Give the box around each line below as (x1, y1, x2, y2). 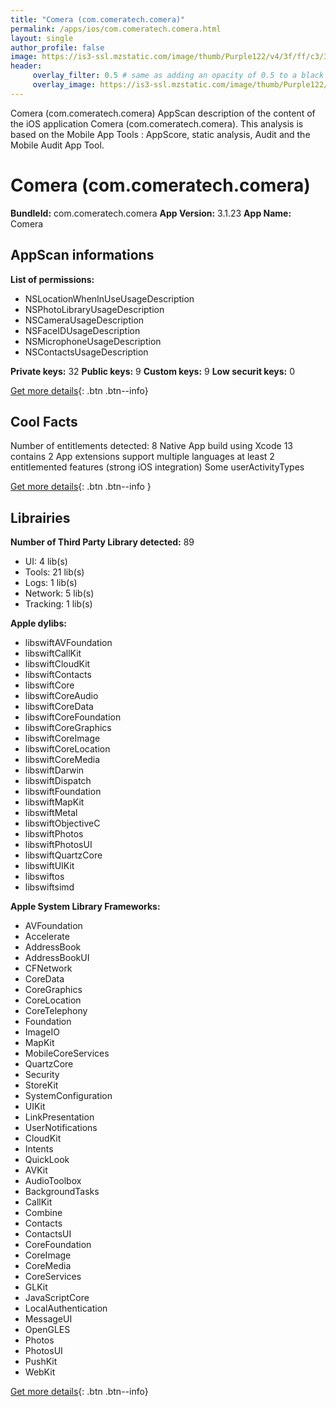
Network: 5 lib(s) (24, 587, 95, 600)
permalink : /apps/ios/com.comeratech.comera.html (10, 24, 222, 34)
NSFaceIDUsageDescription (24, 324, 141, 336)
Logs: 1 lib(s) (24, 577, 78, 589)
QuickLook (24, 1154, 70, 1166)
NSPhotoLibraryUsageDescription (24, 303, 165, 315)
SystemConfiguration (24, 1090, 113, 1102)
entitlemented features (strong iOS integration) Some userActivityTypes (10, 461, 305, 473)
